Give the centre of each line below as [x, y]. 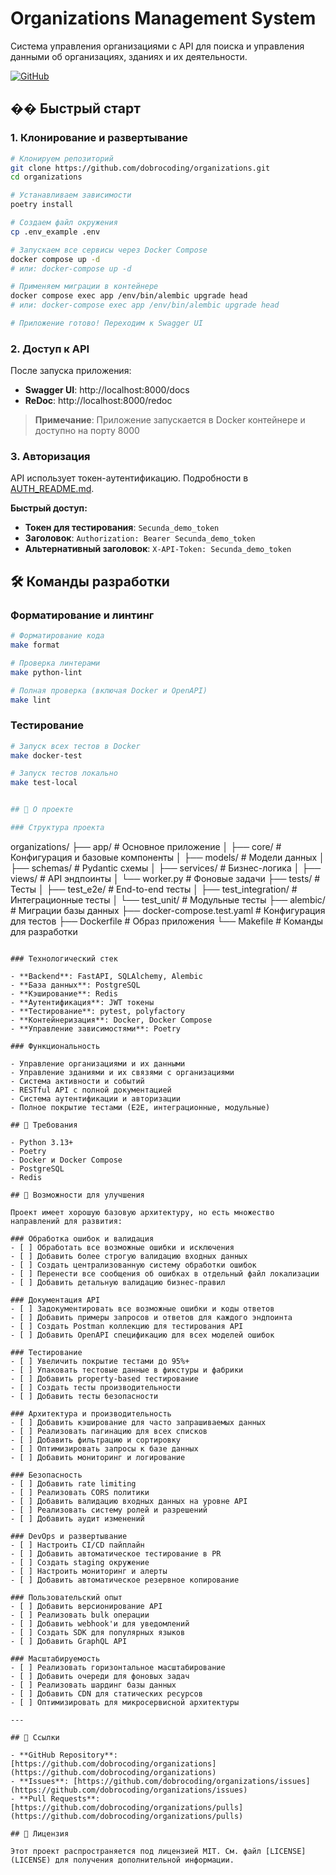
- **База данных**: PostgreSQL [75, 985]
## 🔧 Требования [44, 1125]
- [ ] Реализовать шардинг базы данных [93, 1685]
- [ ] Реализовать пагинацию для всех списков [109, 1431]
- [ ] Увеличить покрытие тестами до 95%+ [100, 1361]
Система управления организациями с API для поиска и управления [157, 46]
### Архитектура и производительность [91, 1413]
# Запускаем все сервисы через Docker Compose [109, 250]
